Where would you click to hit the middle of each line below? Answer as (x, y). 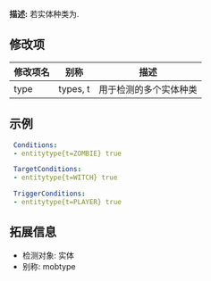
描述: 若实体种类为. (44, 14)
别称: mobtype (49, 266)
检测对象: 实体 (48, 255)
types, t (74, 88)
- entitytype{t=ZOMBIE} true (68, 153)
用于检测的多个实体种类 (148, 89)
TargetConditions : (47, 169)
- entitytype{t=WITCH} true (65, 178)
